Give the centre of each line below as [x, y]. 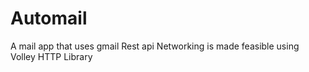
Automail [49, 18]
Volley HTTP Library [51, 56]
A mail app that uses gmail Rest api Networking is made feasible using [155, 46]
